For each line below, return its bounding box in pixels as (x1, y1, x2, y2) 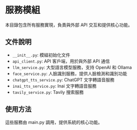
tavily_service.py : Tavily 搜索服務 (12, 89, 84, 95)
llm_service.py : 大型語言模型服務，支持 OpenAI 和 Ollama (12, 64, 132, 70)
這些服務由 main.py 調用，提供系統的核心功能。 (5, 119, 103, 125)
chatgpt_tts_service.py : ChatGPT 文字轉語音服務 (12, 76, 115, 82)
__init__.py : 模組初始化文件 (12, 52, 71, 58)
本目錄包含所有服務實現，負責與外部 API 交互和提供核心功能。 (5, 22, 133, 28)
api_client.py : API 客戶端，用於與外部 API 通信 (12, 58, 110, 64)
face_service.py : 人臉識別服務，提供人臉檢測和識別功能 (12, 70, 128, 76)
